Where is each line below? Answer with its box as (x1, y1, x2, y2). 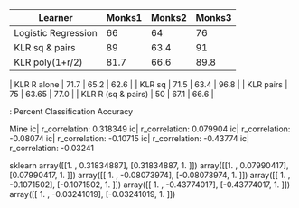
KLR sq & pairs (14, 41, 76, 53)
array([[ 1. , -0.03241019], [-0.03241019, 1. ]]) (9, 189, 176, 199)
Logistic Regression (14, 27, 98, 39)
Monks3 (195, 12, 232, 23)
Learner (38, 12, 74, 23)
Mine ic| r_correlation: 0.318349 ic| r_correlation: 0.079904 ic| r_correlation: (9, 123, 291, 134)
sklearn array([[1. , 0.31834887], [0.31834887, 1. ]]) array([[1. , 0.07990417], (9, 160, 289, 170)
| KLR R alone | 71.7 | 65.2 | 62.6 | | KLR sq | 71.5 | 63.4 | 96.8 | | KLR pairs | (9, 79, 288, 89)
